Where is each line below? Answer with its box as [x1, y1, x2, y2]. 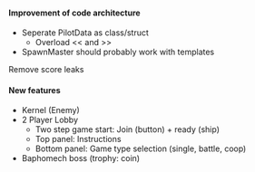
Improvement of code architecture [8, 7, 142, 18]
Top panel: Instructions [34, 134, 122, 145]
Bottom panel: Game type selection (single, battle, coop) [34, 143, 247, 154]
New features [8, 84, 61, 95]
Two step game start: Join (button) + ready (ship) [34, 124, 220, 135]
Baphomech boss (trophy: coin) [21, 153, 141, 164]
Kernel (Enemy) [21, 105, 81, 116]
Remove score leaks [8, 64, 84, 75]
